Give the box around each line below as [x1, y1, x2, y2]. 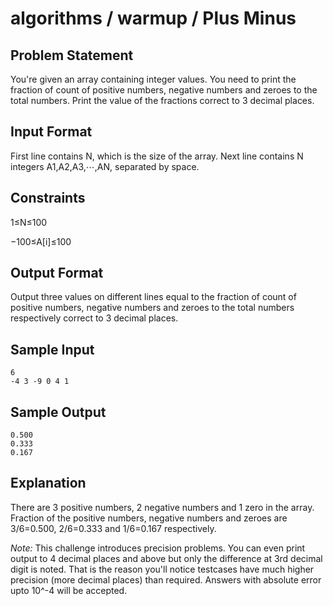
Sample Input [10, 341, 95, 358]
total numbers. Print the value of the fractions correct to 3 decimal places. [10, 95, 315, 106]
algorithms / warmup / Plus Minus [10, 7, 297, 30]
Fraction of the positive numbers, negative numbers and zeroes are [10, 512, 288, 524]
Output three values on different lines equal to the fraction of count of [10, 291, 297, 303]
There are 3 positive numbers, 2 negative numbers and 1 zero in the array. [10, 501, 315, 513]
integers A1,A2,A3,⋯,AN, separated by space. [10, 160, 200, 172]
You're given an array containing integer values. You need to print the [10, 73, 297, 85]
